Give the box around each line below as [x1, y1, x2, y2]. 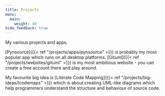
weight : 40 [14, 21, 37, 26]
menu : [5, 12, 16, 17]
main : [9, 16, 21, 21]
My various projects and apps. [5, 39, 68, 45]
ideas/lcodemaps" [5, 80, 43, 86]
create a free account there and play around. [5, 65, 97, 71]
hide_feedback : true [5, 26, 48, 31]
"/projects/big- [121, 75, 152, 81]
